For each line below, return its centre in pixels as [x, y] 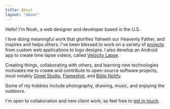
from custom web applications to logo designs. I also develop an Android [81, 50]
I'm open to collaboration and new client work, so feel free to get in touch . [82, 101]
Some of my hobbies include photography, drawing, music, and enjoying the [85, 85]
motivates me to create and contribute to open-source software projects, [82, 70]
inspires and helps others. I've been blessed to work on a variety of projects [85, 44]
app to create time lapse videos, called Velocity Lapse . [62, 55]
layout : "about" [22, 15]
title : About [19, 10]
